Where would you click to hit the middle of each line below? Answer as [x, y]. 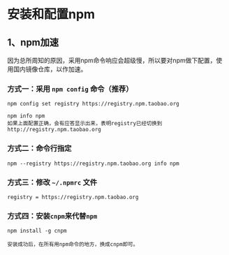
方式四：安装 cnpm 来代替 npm [52, 216]
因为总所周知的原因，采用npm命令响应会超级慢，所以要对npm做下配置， [112, 60]
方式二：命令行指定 [39, 149]
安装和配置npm [51, 14]
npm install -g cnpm [37, 231]
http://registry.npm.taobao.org [54, 130]
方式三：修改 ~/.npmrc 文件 [52, 182]
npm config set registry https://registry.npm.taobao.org [93, 104]
